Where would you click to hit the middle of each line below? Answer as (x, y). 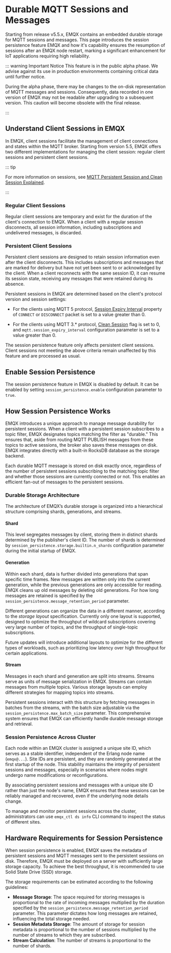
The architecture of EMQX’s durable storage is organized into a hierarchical (84, 506)
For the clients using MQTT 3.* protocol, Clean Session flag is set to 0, (86, 324)
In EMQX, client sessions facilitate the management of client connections (82, 141)
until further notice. (25, 76)
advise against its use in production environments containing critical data (82, 71)
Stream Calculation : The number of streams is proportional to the (82, 940)
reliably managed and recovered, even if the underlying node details (77, 796)
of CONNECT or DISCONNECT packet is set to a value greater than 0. (79, 315)
